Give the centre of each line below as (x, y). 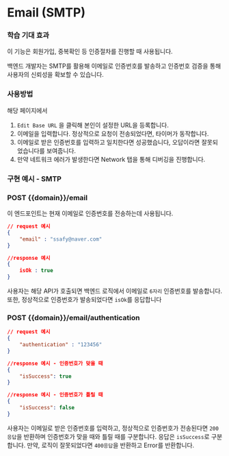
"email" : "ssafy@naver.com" (61, 239)
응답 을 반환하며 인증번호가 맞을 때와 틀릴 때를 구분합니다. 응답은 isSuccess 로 (108, 436)
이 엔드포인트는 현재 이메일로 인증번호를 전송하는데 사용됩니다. (90, 213)
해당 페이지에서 (27, 110)
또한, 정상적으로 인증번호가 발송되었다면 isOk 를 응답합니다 (84, 299)
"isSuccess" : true (45, 376)
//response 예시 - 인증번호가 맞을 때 (55, 363)
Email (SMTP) (46, 13)
